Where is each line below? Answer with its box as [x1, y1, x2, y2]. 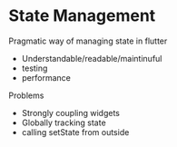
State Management [8, 5, 156, 26]
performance [21, 72, 72, 83]
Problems [8, 90, 44, 101]
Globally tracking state [21, 117, 106, 128]
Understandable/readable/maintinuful [21, 53, 162, 64]
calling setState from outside [21, 126, 130, 137]
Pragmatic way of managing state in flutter [8, 35, 168, 46]
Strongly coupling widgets [21, 107, 120, 118]
